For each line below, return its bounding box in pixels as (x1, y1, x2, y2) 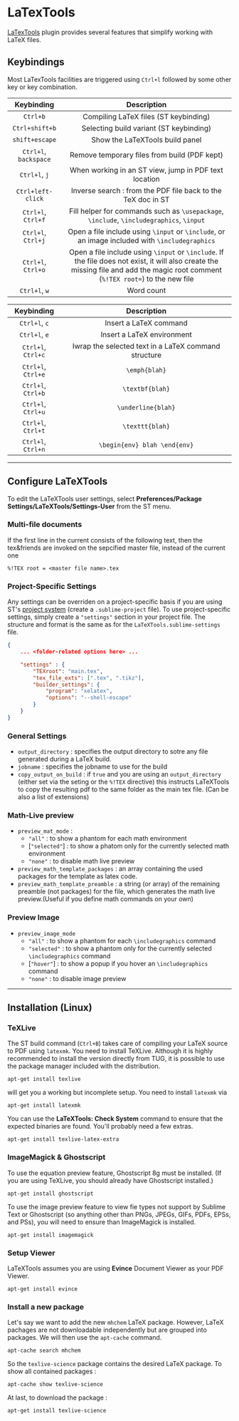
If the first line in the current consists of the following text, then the (7, 535, 203, 544)
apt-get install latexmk (7, 1102, 81, 1109)
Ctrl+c (23, 351, 46, 359)
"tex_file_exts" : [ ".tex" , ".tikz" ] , (33, 674, 144, 682)
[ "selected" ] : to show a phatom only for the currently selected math (28, 842, 230, 851)
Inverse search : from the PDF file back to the (70, 185, 222, 195)
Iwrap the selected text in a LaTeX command (72, 341, 221, 351)
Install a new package (7, 1302, 84, 1312)
